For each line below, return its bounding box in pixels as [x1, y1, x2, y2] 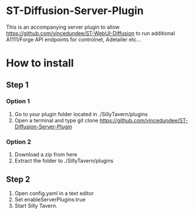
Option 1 [6, 97, 30, 105]
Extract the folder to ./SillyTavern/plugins [14, 157, 114, 165]
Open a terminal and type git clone [14, 117, 98, 124]
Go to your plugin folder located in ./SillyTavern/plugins [14, 110, 148, 118]
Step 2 [6, 174, 30, 184]
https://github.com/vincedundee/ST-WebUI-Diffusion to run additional [6, 29, 175, 36]
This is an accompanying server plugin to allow [6, 23, 120, 30]
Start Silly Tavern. [14, 202, 57, 209]
